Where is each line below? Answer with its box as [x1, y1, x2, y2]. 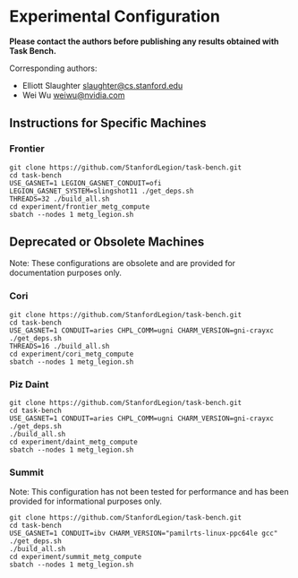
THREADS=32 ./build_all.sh [9, 194, 110, 203]
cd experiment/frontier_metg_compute [9, 202, 150, 211]
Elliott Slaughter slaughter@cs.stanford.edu [21, 80, 183, 91]
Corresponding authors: [9, 63, 98, 73]
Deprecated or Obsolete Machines [9, 235, 205, 250]
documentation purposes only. [9, 267, 123, 279]
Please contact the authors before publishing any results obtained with [9, 36, 279, 47]
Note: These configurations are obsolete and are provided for [9, 258, 235, 269]
